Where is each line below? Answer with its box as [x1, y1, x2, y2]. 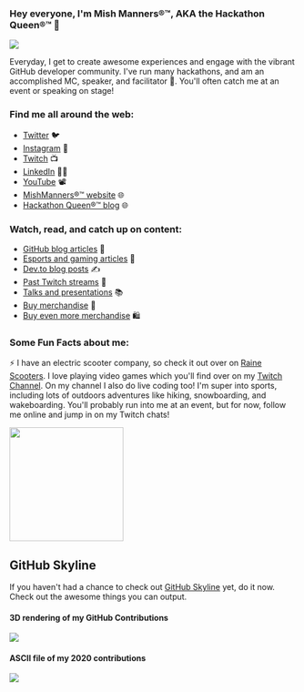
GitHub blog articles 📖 [22, 243, 106, 254]
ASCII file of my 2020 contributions [9, 652, 147, 663]
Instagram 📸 [22, 142, 68, 153]
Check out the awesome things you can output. [9, 591, 187, 602]
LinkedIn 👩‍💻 [22, 166, 68, 177]
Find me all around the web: [9, 108, 135, 121]
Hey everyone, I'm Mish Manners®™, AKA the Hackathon [9, 7, 266, 20]
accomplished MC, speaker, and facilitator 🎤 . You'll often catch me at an [9, 76, 279, 86]
